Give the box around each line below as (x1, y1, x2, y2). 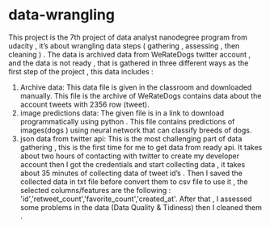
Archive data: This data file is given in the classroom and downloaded (19, 82, 252, 92)
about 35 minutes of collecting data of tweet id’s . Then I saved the (19, 168, 243, 178)
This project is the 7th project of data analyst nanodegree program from (8, 32, 248, 42)
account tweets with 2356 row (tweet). (19, 99, 150, 109)
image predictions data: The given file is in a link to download (19, 107, 225, 118)
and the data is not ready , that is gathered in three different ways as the (8, 58, 249, 68)
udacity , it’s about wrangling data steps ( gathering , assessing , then (8, 40, 240, 50)
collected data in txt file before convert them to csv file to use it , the (19, 176, 248, 187)
